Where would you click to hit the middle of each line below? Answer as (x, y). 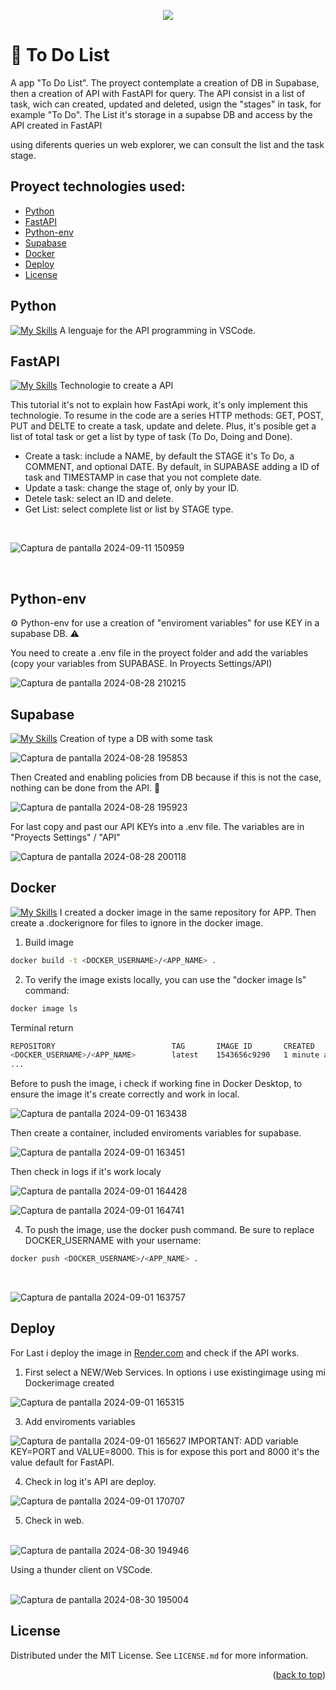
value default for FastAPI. (62, 1462)
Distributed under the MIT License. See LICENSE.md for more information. (159, 1655)
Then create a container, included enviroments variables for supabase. (156, 1133)
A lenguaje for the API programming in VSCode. (158, 330)
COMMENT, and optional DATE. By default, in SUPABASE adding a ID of (172, 467)
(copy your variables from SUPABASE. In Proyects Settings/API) (141, 664)
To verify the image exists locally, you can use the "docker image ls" (165, 979)
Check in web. (54, 1520)
